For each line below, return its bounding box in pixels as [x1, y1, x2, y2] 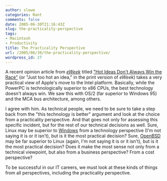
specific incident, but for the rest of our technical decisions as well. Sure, [5, 122, 159, 128]
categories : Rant [5, 12, 42, 17]
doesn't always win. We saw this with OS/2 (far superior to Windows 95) [5, 90, 157, 97]
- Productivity [5, 41, 38, 46]
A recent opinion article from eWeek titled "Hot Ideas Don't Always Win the [5, 69, 162, 75]
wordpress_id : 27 [5, 55, 42, 60]
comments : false [5, 17, 40, 22]
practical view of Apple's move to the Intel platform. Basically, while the [5, 80, 155, 86]
